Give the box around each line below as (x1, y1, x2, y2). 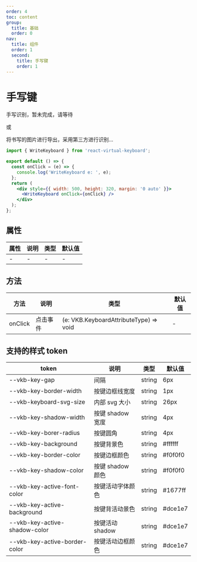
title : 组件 (11, 42, 39, 48)
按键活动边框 (93, 537, 130, 546)
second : (11, 52, 30, 58)
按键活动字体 (93, 482, 130, 490)
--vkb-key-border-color (9, 451, 81, 459)
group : (6, 19, 22, 25)
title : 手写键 (16, 58, 49, 64)
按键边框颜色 (93, 451, 130, 460)
